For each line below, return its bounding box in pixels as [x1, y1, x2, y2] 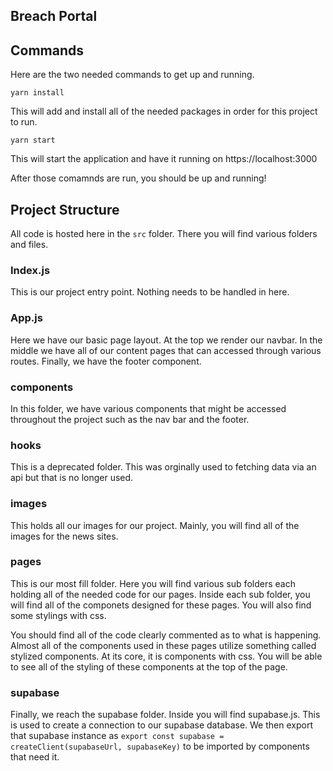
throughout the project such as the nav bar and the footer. [10, 413, 250, 425]
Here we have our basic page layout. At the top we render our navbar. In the [10, 334, 323, 346]
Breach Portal [10, 8, 98, 25]
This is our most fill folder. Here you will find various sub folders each [10, 577, 296, 589]
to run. [10, 116, 38, 128]
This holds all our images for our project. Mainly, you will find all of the [10, 519, 300, 531]
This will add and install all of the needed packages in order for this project [10, 105, 318, 118]
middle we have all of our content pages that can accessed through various [10, 344, 322, 356]
